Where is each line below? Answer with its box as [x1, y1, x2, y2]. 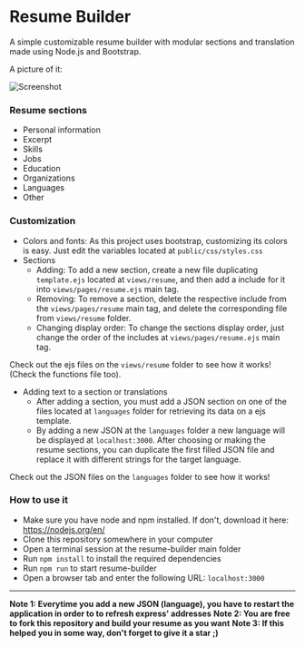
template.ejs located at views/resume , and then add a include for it [35, 274, 286, 285]
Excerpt [22, 134, 53, 145]
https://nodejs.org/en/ [22, 524, 106, 534]
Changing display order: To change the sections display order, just [35, 322, 284, 333]
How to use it [9, 494, 68, 506]
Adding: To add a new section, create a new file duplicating [35, 264, 259, 275]
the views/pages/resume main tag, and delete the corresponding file [35, 302, 288, 314]
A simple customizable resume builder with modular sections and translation [9, 36, 295, 47]
